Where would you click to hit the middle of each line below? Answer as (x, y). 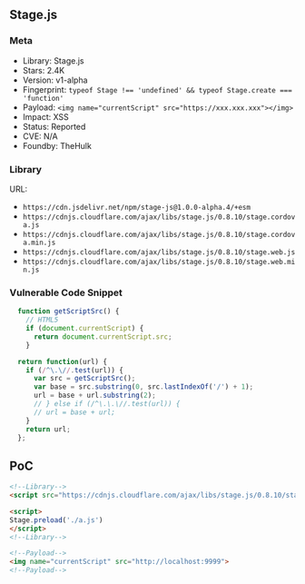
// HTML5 (42, 320)
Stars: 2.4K (44, 70)
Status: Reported (54, 126)
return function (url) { (62, 361)
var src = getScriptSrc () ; (84, 379)
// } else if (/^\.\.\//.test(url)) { (107, 404)
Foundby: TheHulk (57, 145)
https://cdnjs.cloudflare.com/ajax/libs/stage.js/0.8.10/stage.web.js (159, 252)
